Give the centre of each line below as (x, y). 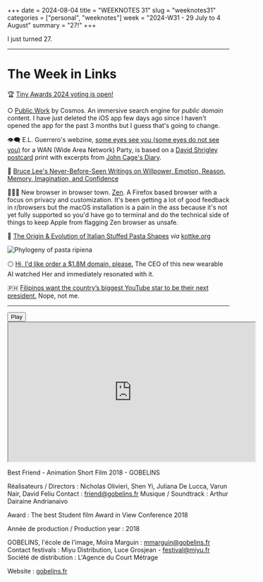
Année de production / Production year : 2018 (74, 528)
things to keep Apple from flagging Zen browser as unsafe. (93, 222)
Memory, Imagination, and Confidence (63, 178)
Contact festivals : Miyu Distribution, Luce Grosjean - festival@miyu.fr (109, 549)
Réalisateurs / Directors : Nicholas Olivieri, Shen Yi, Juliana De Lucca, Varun (117, 486)
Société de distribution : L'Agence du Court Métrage (83, 557)
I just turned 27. (30, 39)
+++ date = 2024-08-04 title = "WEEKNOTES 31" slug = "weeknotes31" (112, 10)
